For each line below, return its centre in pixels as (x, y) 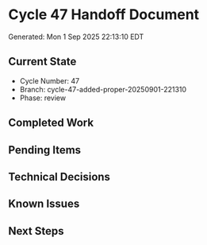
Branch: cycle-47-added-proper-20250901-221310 (103, 89)
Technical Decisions (59, 177)
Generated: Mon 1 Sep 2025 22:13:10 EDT (76, 37)
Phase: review (42, 98)
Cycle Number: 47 (50, 80)
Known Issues (44, 204)
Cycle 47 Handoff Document (104, 15)
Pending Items (45, 150)
